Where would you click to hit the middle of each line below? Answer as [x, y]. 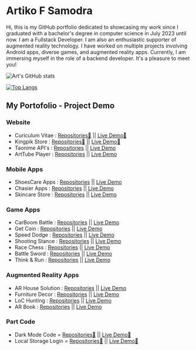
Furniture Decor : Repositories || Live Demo [67, 294]
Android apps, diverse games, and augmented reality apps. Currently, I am [96, 52]
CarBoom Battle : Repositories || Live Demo [67, 223]
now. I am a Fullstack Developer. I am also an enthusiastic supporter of [91, 39]
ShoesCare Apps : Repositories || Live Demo [68, 182]
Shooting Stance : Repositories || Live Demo [68, 241]
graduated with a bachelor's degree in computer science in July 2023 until [96, 33]
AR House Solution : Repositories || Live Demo [70, 288]
